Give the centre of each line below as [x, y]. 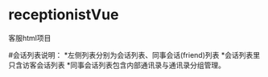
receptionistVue [64, 15]
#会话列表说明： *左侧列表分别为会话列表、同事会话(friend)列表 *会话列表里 [134, 55]
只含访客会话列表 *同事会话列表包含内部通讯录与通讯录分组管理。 [117, 65]
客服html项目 [30, 38]
